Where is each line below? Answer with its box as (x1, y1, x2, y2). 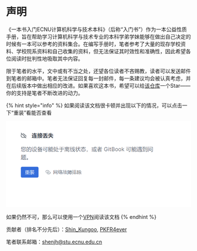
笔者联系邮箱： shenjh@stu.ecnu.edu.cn (6, 238, 103, 245)
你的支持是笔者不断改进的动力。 (6, 89, 83, 97)
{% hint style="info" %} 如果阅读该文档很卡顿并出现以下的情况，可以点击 (6, 102, 183, 109)
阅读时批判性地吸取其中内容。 (11, 55, 83, 62)
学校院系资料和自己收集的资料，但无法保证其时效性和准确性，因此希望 (16, 47, 186, 54)
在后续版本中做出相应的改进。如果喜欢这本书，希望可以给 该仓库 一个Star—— (6, 82, 191, 89)
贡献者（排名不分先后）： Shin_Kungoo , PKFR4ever (6, 226, 127, 233)
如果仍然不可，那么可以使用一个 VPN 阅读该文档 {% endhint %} (6, 213, 157, 220)
